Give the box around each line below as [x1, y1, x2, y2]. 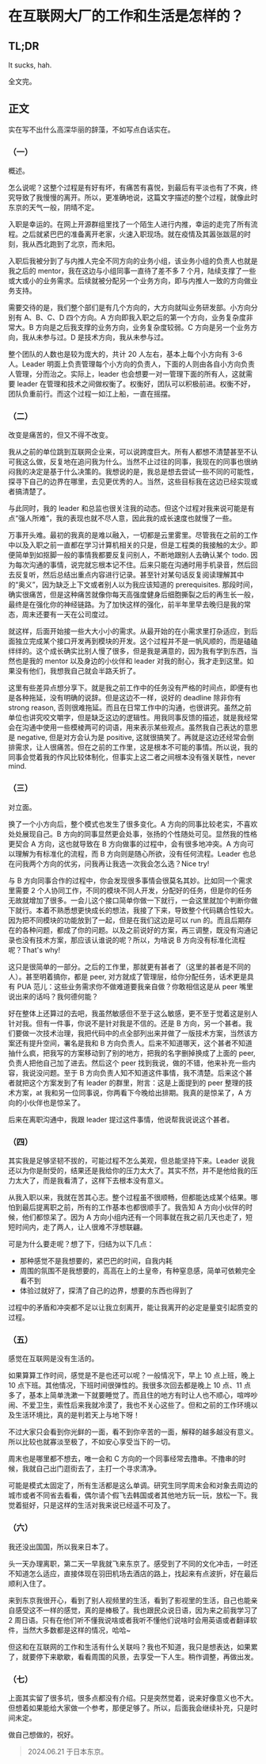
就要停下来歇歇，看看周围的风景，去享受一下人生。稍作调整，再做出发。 [21, 1651, 258, 1662]
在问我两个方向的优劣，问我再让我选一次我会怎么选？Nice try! [8, 858, 210, 869]
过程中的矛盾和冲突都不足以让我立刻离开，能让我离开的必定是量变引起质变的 [8, 1302, 258, 1312]
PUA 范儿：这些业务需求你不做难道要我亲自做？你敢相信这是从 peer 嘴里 [17, 981, 253, 991]
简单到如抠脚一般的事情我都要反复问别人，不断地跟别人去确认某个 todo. [14, 550, 249, 560]
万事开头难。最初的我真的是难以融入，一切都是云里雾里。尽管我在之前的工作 [8, 531, 258, 540]
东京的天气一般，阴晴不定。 [8, 203, 99, 213]
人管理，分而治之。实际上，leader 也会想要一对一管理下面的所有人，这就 [8, 370, 246, 379]
